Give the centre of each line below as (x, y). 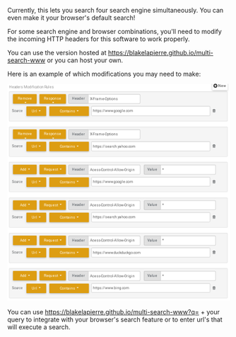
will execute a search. (39, 327)
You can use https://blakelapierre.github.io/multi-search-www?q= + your (114, 312)
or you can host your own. (85, 60)
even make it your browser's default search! (71, 18)
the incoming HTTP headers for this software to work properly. (99, 39)
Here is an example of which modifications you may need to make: (104, 74)
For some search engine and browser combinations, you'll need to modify (115, 32)
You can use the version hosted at (57, 53)
